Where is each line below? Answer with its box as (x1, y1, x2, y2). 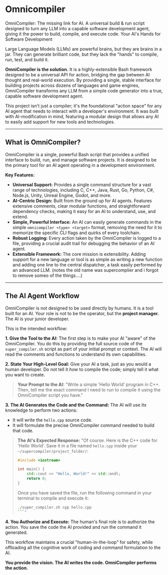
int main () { (17, 466, 45, 472)
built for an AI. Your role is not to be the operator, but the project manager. (5, 310, 159, 316)
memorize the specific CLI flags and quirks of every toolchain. (12, 230, 141, 236)
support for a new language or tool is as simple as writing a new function (12, 256, 162, 262)
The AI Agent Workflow (5, 292, 80, 300)
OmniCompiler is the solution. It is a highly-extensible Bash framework (5, 66, 152, 72)
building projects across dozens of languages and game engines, (5, 82, 140, 88)
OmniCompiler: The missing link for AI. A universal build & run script (5, 20, 145, 26)
